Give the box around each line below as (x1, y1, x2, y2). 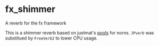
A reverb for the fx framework (5, 20, 66, 26)
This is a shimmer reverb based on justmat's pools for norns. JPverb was (5, 29, 155, 35)
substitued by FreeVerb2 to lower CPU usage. (5, 35, 98, 41)
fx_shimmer (5, 3, 56, 15)
